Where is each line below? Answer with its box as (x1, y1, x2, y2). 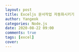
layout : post (5, 7, 32, 12)
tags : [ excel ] (5, 35, 35, 40)
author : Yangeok (5, 16, 39, 21)
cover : (5, 40, 19, 45)
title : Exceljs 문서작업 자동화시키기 (5, 12, 75, 17)
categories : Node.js (5, 21, 48, 26)
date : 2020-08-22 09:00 (5, 26, 54, 31)
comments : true (5, 30, 37, 35)
